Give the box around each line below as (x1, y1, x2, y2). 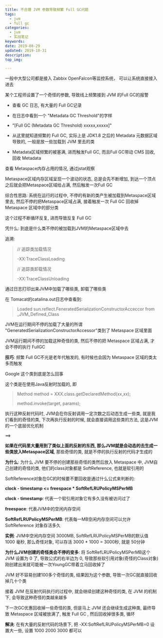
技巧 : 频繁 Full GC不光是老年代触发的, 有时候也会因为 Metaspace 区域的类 (5, 354, 153, 360)
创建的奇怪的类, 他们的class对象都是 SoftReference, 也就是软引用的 (9, 465, 145, 471)
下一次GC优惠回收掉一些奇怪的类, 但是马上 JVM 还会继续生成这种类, (5, 605, 142, 611)
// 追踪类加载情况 (17, 246, 52, 252)
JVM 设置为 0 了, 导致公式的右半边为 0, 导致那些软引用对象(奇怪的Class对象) (5, 555, 159, 561)
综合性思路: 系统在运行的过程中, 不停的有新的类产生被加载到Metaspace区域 (5, 193, 156, 198)
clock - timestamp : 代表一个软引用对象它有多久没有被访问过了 (5, 496, 130, 502)
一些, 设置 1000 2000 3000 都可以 (13, 628, 82, 634)
